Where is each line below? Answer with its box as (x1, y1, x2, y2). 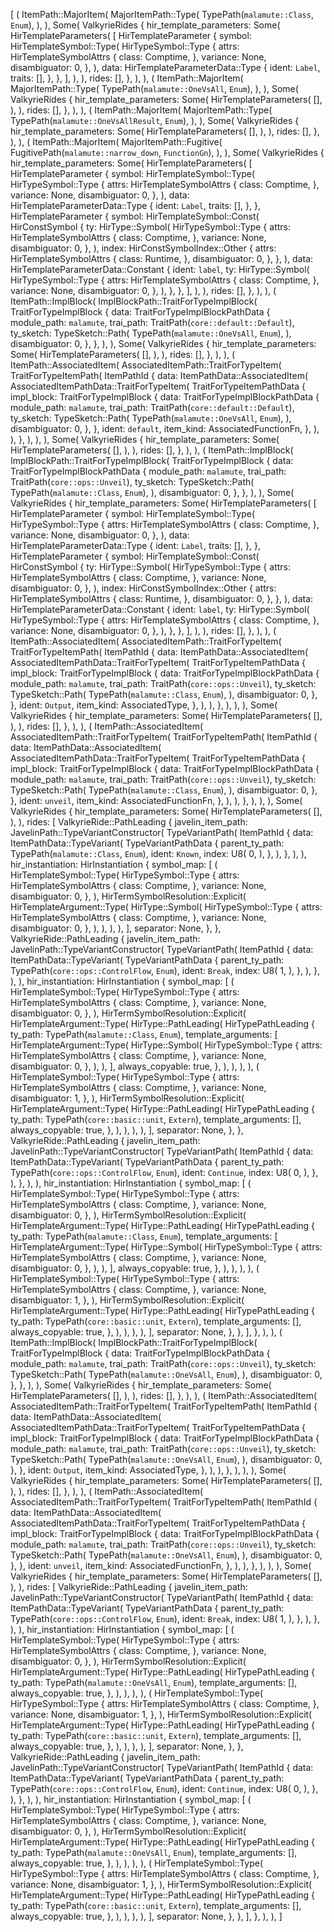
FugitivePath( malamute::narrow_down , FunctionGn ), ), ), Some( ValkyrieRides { (10, 147, 325, 158)
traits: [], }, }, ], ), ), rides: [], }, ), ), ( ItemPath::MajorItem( (10, 72, 244, 84)
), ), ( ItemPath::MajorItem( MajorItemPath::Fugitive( (10, 136, 223, 148)
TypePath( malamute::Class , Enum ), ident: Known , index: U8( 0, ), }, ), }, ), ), (10, 848, 307, 859)
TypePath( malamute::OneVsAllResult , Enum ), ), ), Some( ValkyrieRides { (10, 115, 300, 126)
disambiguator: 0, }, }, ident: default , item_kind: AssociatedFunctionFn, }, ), (10, 423, 320, 434)
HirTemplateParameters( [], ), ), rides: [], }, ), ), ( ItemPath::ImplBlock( (10, 444, 294, 456)
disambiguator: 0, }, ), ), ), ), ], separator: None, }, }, (10, 922, 222, 934)
